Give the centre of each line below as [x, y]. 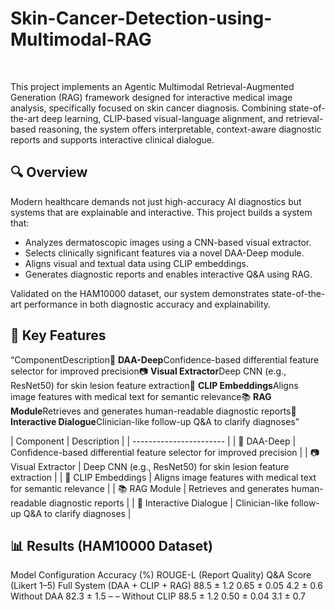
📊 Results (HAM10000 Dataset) [111, 545]
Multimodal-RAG [81, 39]
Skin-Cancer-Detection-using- [141, 18]
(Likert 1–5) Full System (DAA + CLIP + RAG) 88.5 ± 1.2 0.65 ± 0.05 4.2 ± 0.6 [167, 586]
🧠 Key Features [58, 335]
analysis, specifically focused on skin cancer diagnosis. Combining [148, 108]
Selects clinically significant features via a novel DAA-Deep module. [164, 253]
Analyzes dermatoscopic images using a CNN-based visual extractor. [168, 242]
